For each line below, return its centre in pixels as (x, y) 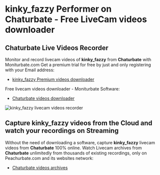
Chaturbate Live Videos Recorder (57, 48)
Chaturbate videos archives (40, 168)
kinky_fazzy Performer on (58, 9)
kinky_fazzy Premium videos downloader (53, 79)
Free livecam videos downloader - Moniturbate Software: (62, 89)
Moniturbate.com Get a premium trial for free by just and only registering (78, 65)
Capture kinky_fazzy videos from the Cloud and (79, 123)
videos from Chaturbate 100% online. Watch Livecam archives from (74, 148)
